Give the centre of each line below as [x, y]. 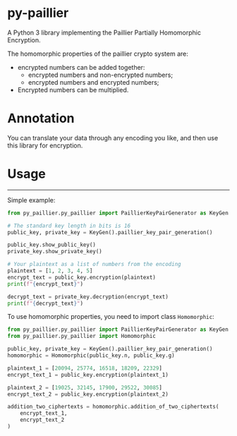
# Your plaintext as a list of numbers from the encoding [94, 265]
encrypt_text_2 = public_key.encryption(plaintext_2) [88, 394]
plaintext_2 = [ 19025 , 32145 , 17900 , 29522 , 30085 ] [85, 387]
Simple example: [31, 200]
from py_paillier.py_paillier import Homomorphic [82, 337]
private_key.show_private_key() [55, 252]
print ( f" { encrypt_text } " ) [45, 284]
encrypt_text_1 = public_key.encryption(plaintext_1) [88, 375]
